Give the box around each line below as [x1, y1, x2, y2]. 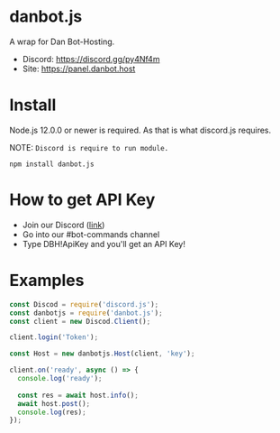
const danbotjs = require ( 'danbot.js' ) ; [9, 309, 164, 318]
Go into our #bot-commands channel [22, 228, 160, 240]
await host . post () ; [17, 399, 91, 408]
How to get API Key [9, 189, 156, 210]
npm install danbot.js [9, 160, 95, 169]
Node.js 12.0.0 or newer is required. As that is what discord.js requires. [9, 124, 272, 135]
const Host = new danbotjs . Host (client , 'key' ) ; [9, 349, 195, 358]
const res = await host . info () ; [17, 391, 140, 400]
